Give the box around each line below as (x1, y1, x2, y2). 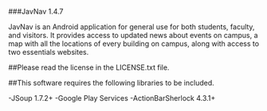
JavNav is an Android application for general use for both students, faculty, (8, 22, 255, 31)
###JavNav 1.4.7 (8, 7, 64, 16)
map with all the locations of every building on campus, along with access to (8, 39, 260, 48)
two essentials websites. (8, 48, 89, 56)
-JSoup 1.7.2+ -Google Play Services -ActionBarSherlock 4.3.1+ (8, 94, 216, 102)
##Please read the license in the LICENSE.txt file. (8, 63, 170, 72)
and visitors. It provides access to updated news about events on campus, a (8, 31, 258, 40)
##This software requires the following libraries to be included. (8, 78, 215, 87)
